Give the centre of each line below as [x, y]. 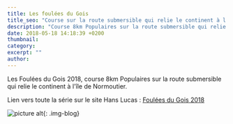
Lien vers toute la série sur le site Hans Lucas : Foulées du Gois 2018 [106, 100]
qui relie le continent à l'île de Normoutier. [67, 86]
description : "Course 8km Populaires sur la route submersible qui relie [117, 26]
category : [22, 46]
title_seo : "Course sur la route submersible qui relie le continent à [113, 20]
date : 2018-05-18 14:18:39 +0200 [56, 33]
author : [18, 59]
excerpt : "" [24, 53]
